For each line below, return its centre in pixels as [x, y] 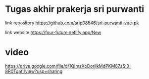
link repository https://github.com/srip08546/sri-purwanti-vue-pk [72, 23]
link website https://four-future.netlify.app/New [53, 32]
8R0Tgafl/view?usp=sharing [34, 71]
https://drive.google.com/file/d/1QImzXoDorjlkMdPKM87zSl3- [68, 66]
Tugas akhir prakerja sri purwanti [75, 9]
